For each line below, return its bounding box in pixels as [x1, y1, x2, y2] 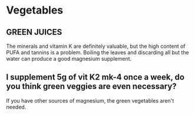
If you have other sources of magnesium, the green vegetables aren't [6, 97, 174, 104]
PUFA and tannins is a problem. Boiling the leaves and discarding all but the [6, 49, 190, 56]
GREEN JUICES [6, 27, 62, 37]
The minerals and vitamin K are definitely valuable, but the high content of [6, 42, 186, 50]
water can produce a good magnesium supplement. [6, 55, 132, 62]
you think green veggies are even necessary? [6, 81, 177, 91]
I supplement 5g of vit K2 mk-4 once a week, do [6, 72, 184, 83]
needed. [6, 103, 27, 110]
